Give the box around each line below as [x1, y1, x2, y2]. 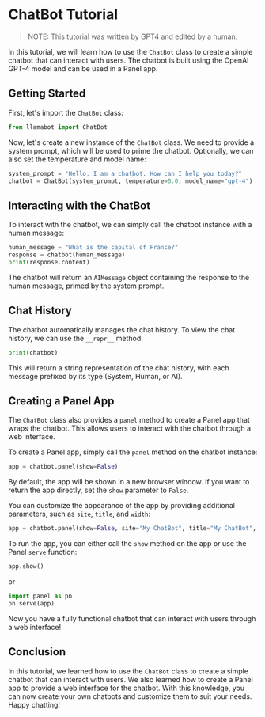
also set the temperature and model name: [8, 154, 146, 164]
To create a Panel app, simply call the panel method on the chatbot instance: [8, 447, 258, 457]
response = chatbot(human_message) [8, 251, 126, 259]
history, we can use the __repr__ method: [8, 333, 144, 343]
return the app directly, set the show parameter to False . [8, 485, 189, 495]
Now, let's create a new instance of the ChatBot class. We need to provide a [8, 137, 255, 147]
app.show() [8, 563, 44, 571]
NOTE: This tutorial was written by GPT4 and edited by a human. [27, 32, 238, 41]
